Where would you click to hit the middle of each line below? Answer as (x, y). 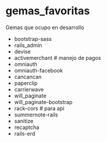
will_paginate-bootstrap (43, 102)
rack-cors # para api (39, 108)
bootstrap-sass (33, 39)
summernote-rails (36, 115)
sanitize (24, 121)
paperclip (26, 83)
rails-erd (25, 133)
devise (22, 51)
